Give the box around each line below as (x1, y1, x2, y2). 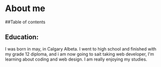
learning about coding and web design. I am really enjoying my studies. (5, 56, 147, 62)
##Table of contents (5, 19, 46, 25)
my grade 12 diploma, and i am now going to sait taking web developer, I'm (5, 51, 154, 57)
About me (5, 3, 46, 14)
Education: (5, 33, 39, 41)
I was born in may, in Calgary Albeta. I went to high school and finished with (5, 46, 157, 51)
